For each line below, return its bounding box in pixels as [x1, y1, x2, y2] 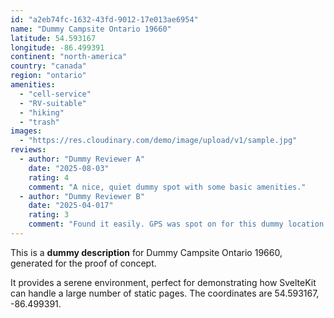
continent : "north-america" [10, 52, 128, 62]
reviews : [10, 145, 47, 155]
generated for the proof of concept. [10, 257, 157, 269]
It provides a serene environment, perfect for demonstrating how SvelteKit [10, 276, 317, 288]
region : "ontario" [10, 71, 87, 81]
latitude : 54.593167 [10, 33, 97, 43]
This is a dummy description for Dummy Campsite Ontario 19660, [10, 246, 283, 258]
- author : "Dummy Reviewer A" [19, 154, 145, 164]
